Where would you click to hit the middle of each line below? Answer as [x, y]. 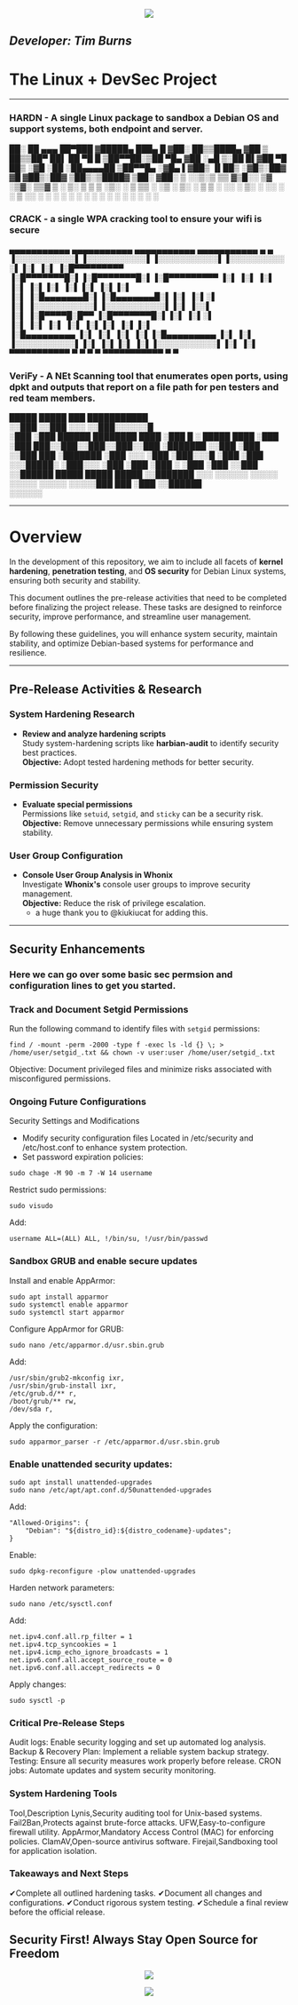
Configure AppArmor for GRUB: [67, 1329]
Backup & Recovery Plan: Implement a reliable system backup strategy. [139, 1752]
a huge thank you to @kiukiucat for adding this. [122, 913]
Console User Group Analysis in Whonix [97, 875]
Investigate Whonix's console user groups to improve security [136, 885]
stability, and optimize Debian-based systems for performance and [132, 643]
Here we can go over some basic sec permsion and [121, 975]
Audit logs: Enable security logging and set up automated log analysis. [137, 1742]
